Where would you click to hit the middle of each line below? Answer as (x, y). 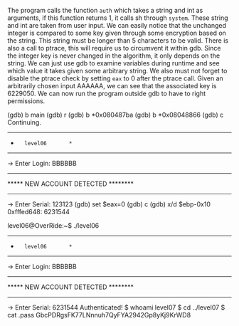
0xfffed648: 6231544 (38, 212)
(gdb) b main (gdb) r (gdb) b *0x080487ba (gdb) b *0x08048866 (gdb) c (116, 115)
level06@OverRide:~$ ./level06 (53, 226)
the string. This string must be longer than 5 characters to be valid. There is (118, 41)
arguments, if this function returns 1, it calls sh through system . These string (118, 18)
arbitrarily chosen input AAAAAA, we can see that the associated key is (112, 86)
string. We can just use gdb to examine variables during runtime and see (113, 63)
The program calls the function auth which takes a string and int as (105, 10)
